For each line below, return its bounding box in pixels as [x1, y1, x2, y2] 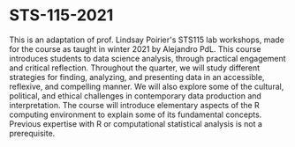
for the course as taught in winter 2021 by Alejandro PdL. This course [9, 43, 261, 54]
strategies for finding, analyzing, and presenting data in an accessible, [9, 71, 265, 82]
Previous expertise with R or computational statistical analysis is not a [9, 118, 263, 129]
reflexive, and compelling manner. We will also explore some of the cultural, [9, 81, 284, 92]
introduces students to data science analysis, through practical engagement [9, 53, 286, 63]
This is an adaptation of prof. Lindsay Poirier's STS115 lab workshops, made [9, 34, 285, 45]
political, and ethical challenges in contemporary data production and [9, 90, 262, 101]
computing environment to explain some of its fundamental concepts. [9, 109, 262, 120]
